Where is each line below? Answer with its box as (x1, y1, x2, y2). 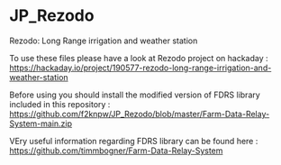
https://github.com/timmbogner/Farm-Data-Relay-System (9, 145, 223, 156)
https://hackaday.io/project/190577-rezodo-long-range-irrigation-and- (9, 62, 272, 73)
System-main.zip (9, 118, 73, 129)
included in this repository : (9, 98, 111, 109)
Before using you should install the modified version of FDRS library (9, 89, 261, 100)
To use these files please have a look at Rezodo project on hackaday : (9, 52, 268, 63)
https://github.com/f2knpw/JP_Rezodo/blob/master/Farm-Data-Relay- (9, 108, 270, 119)
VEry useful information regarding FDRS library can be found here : (9, 135, 258, 146)
